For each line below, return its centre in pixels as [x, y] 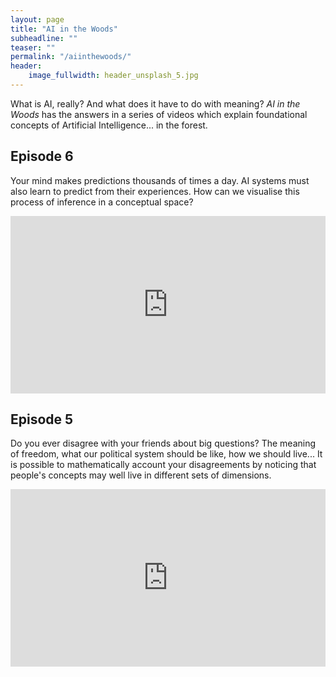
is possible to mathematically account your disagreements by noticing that [163, 464]
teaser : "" [33, 47]
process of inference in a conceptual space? [102, 202]
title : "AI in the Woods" [64, 29]
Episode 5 [42, 419]
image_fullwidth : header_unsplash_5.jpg [113, 76]
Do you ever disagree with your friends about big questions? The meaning [163, 443]
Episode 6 [42, 156]
